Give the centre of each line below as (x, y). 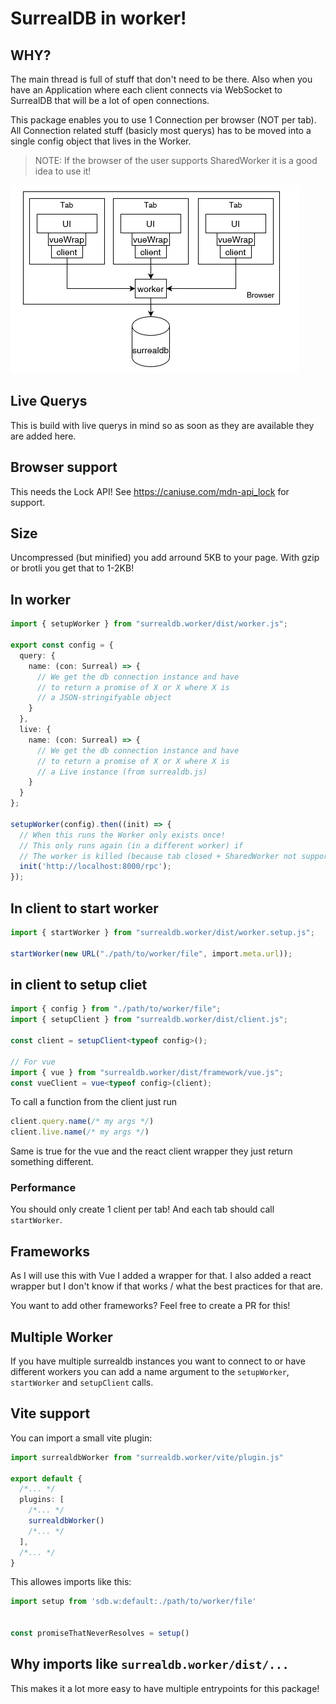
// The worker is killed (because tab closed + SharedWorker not (158, 856)
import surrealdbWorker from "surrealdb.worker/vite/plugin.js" (147, 1457)
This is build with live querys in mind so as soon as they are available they (162, 425)
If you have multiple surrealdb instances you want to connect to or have (158, 1361)
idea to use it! (63, 171)
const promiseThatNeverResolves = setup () (100, 1633)
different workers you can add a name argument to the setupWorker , (150, 1372)
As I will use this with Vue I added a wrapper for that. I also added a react (161, 1276)
